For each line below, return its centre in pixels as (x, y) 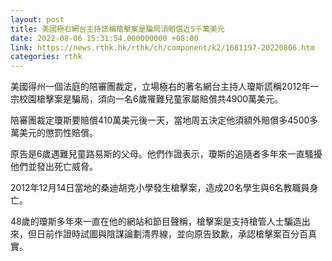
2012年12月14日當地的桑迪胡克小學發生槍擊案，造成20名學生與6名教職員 (160, 188)
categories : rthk (46, 57)
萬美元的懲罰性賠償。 (54, 133)
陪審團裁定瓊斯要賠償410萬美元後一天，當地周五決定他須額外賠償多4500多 (164, 120)
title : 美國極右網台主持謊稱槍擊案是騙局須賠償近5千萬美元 (117, 29)
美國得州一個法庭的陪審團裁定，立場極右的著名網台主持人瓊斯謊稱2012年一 (165, 87)
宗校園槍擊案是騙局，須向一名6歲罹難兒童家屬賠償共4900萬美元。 (147, 99)
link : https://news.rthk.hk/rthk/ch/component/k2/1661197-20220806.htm (162, 47)
